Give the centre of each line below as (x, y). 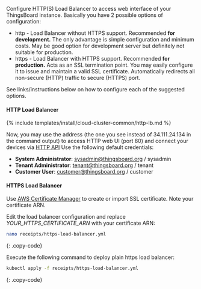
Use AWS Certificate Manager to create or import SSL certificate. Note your (100, 199)
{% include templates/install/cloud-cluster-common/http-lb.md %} (89, 123)
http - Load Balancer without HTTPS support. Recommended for (95, 33)
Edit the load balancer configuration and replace (66, 217)
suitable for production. (44, 52)
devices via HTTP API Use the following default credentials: (80, 147)
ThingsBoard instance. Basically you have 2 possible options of (85, 15)
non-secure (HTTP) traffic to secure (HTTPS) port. (77, 78)
